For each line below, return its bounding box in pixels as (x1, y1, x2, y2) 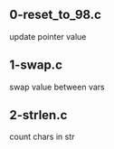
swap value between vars (9, 81, 106, 92)
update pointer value (9, 31, 87, 42)
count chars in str (9, 131, 75, 143)
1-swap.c (9, 58, 63, 73)
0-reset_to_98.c (9, 7, 102, 23)
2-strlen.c (9, 107, 68, 123)
